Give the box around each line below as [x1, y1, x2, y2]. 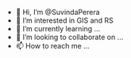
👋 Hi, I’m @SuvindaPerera [15, 8, 101, 16]
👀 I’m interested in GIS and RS [15, 16, 114, 25]
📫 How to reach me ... [15, 42, 90, 50]
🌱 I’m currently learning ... [15, 24, 101, 33]
